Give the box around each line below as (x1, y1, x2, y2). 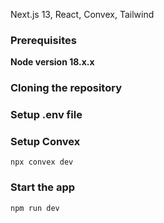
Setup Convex (10, 135, 81, 149)
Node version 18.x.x (10, 56, 95, 68)
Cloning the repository (10, 81, 122, 95)
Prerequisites (10, 33, 77, 47)
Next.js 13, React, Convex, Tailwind (10, 9, 155, 20)
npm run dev (10, 203, 60, 213)
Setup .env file (10, 108, 83, 122)
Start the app (10, 180, 76, 194)
